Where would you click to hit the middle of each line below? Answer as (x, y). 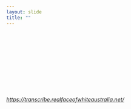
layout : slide (24, 12)
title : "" (19, 18)
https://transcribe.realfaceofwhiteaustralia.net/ (65, 100)
